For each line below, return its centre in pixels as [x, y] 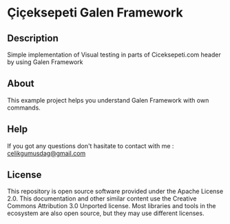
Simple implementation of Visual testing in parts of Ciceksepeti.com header [114, 54]
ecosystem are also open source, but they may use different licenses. [106, 213]
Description [33, 38]
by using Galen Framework [45, 62]
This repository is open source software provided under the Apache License [115, 192]
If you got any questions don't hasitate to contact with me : [91, 145]
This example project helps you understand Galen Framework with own [108, 100]
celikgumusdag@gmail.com [46, 153]
